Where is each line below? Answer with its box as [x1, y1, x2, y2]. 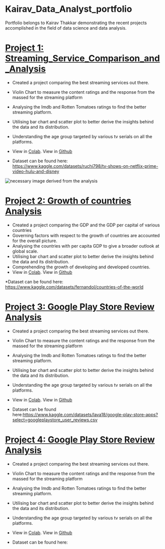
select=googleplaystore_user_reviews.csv [12, 417, 98, 423]
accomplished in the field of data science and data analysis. [5, 25, 127, 31]
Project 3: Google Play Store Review [5, 301, 155, 312]
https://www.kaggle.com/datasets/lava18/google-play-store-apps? [23, 411, 159, 417]
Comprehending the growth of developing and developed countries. [12, 264, 150, 270]
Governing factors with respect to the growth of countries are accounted [12, 232, 160, 238]
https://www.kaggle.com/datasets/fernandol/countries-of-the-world [5, 284, 144, 290]
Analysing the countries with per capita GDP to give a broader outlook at [12, 243, 160, 249]
